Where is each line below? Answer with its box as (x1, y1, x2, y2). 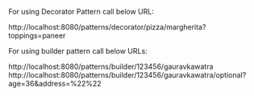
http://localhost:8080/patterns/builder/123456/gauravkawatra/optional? (8, 70, 247, 79)
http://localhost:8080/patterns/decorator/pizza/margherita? (8, 22, 206, 31)
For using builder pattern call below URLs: (8, 46, 148, 55)
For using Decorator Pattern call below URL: (8, 7, 155, 16)
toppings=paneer (8, 31, 66, 40)
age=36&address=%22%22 (8, 79, 102, 88)
